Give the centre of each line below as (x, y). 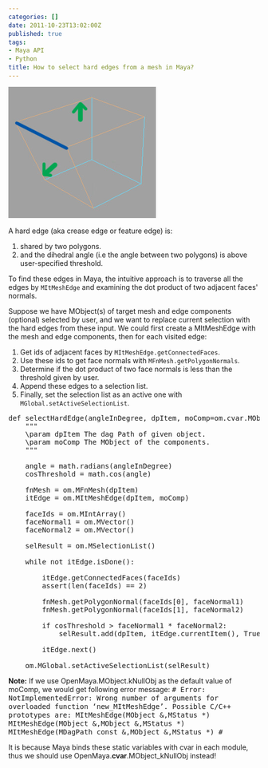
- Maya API (26, 51)
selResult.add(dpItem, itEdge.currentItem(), (149, 633)
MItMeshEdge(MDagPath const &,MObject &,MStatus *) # (116, 732)
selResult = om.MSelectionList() (91, 546)
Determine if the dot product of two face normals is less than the (126, 369)
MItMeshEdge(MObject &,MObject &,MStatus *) (97, 723)
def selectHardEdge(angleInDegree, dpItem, (95, 418)
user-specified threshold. (61, 263)
